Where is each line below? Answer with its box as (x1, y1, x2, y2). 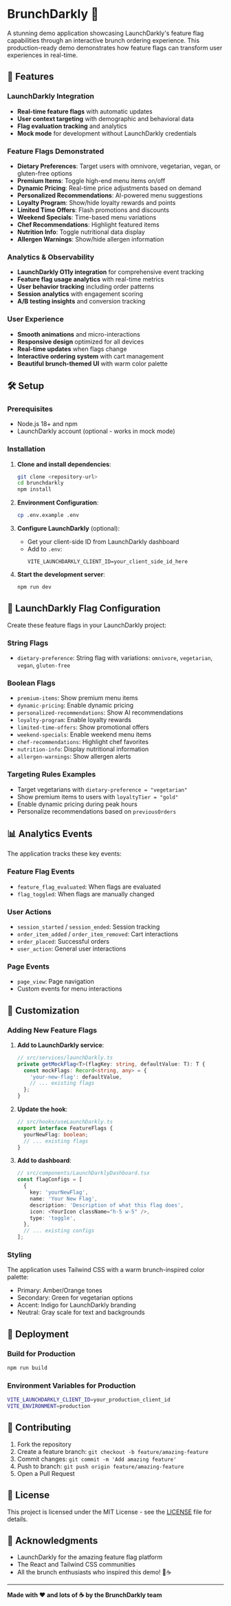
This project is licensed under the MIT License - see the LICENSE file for (7, 1508, 212, 1516)
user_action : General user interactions (16, 944, 126, 953)
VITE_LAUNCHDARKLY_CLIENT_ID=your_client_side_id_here (27, 558, 188, 565)
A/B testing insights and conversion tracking (16, 297, 146, 306)
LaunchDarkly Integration (7, 92, 95, 101)
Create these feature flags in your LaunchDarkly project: (7, 621, 167, 629)
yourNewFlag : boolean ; (23, 1131, 89, 1138)
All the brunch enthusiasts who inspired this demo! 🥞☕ (16, 1568, 172, 1576)
